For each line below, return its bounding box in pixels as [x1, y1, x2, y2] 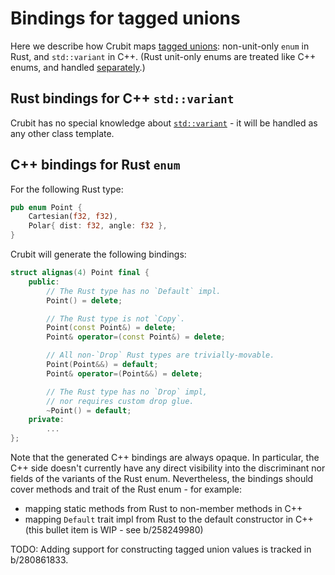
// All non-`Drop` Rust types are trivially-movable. [46, 350, 275, 361]
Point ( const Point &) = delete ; [46, 323, 177, 333]
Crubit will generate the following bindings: [10, 248, 187, 261]
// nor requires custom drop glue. [46, 396, 195, 406]
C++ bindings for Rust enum [10, 157, 181, 174]
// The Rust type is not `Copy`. [46, 313, 186, 324]
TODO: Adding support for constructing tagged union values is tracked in [10, 543, 312, 556]
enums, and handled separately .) [10, 61, 146, 73]
